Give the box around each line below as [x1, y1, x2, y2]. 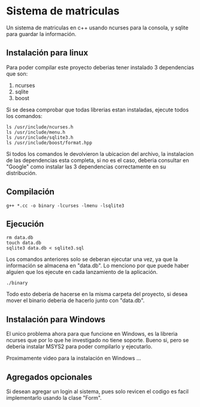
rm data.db [6, 235, 34, 241]
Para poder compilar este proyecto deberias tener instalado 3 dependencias [6, 64, 195, 71]
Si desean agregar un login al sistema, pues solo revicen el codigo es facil [6, 388, 189, 395]
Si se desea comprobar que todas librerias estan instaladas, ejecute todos [6, 106, 189, 113]
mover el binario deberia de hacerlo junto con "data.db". [6, 297, 145, 304]
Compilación [6, 187, 55, 197]
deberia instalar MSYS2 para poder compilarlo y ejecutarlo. [6, 343, 153, 350]
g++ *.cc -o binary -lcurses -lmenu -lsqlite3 [6, 203, 125, 209]
